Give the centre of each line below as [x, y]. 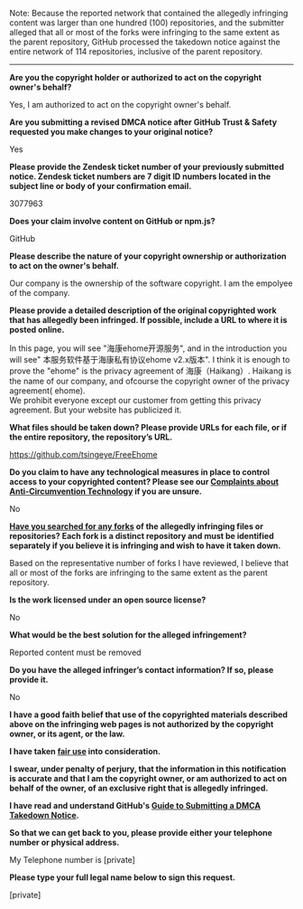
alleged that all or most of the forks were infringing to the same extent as [145, 32]
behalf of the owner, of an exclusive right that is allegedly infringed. [139, 788]
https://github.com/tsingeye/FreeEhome [83, 454]
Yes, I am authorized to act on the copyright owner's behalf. [120, 104]
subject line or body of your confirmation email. [101, 186]
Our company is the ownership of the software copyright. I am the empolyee [151, 283]
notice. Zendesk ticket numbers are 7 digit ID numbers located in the [140, 176]
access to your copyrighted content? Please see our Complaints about [144, 482]
